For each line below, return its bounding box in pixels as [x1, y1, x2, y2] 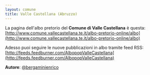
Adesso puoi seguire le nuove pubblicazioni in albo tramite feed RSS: [5, 45, 144, 50]
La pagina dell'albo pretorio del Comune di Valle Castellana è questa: [5, 25, 146, 30]
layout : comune [5, 7, 36, 12]
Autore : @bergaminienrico [5, 64, 59, 70]
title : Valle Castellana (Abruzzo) [5, 12, 78, 16]
